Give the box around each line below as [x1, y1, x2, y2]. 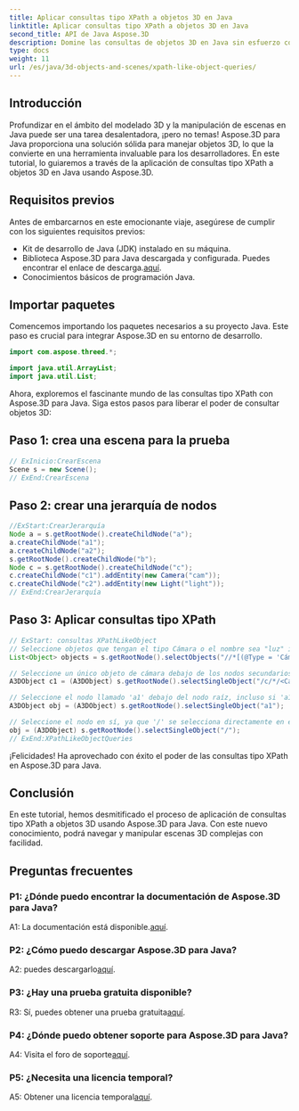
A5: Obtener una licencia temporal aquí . [9, 1091, 153, 1102]
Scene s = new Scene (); [9, 465, 98, 473]
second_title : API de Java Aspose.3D [9, 29, 149, 38]
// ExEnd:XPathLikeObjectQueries [9, 734, 133, 743]
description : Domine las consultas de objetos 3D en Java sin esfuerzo [9, 37, 280, 47]
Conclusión [9, 786, 75, 801]
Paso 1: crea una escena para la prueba [9, 433, 230, 449]
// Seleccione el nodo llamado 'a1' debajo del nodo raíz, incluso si [9, 693, 277, 703]
